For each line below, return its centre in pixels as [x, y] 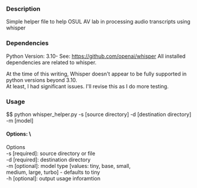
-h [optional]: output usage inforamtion [53, 179]
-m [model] [20, 120]
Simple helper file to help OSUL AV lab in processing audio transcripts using [98, 22]
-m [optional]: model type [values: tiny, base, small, [68, 166]
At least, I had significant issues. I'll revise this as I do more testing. [88, 86]
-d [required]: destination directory [48, 160]
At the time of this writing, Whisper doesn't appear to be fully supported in [96, 74]
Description [23, 9]
